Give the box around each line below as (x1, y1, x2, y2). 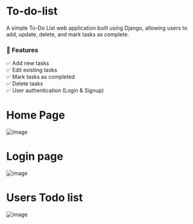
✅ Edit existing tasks (6, 67, 57, 74)
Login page (6, 150, 63, 163)
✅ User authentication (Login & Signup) (6, 87, 104, 94)
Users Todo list (6, 191, 83, 205)
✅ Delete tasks (6, 80, 43, 87)
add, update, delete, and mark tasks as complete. (6, 30, 130, 38)
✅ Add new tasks (6, 59, 49, 67)
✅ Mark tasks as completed (6, 73, 75, 81)
